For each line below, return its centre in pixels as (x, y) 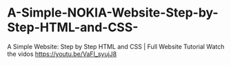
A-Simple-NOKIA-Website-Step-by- (113, 13)
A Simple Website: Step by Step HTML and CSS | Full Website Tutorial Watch (116, 46)
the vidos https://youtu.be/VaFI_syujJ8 (62, 54)
